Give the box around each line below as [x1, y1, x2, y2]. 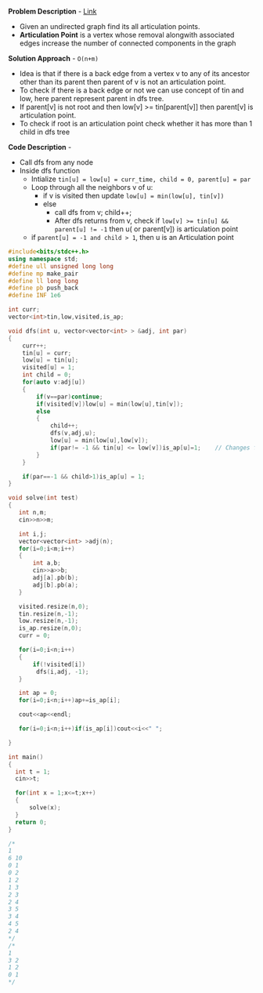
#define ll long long [8, 277, 79, 285]
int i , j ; [18, 529, 47, 538]
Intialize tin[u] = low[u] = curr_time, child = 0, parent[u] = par [31, 174, 251, 184]
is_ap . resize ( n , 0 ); [18, 624, 82, 632]
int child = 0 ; [22, 371, 72, 379]
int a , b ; [32, 559, 61, 567]
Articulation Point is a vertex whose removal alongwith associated [19, 31, 235, 39]
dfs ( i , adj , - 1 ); [36, 667, 89, 675]
